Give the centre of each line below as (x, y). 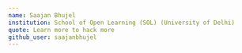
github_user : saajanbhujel (53, 37)
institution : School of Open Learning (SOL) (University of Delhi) (122, 23)
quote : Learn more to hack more (61, 30)
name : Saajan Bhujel (42, 15)
